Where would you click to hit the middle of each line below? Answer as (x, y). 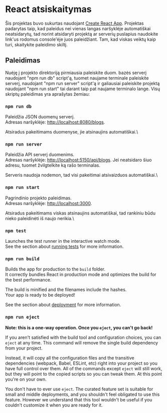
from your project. (24, 348)
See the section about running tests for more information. (64, 246)
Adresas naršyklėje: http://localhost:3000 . (49, 203)
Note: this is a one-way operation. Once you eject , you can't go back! (79, 327)
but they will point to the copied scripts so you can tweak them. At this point (83, 374)
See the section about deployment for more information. (63, 305)
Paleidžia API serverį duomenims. (40, 155)
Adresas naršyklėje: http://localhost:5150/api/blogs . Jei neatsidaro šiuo (78, 160)
